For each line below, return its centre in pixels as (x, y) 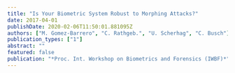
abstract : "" (26, 46)
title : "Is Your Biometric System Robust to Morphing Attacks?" (103, 14)
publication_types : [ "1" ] (45, 40)
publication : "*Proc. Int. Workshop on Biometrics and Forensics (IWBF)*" (119, 59)
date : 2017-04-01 (33, 20)
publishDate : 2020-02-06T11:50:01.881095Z (70, 26)
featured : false (31, 53)
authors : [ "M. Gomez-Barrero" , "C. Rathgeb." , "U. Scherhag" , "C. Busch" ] (119, 33)
